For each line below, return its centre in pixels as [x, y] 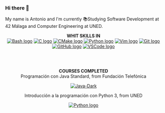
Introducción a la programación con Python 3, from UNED [83, 96]
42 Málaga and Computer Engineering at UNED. [54, 26]
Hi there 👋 [17, 8]
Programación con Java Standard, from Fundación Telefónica [83, 76]
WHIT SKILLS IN [83, 36]
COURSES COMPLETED [83, 71]
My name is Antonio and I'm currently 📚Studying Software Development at [82, 19]
